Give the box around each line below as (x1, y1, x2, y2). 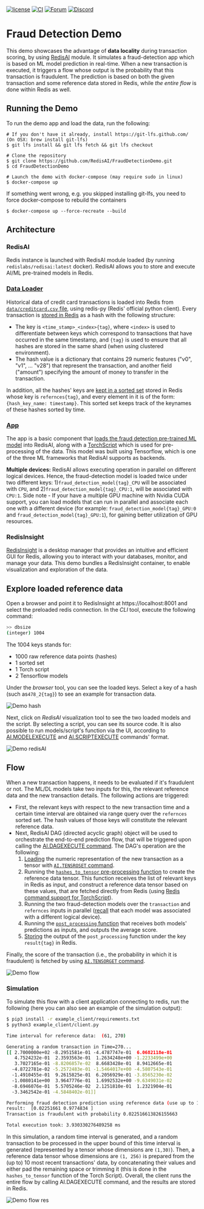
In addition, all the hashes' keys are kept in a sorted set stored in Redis (6, 386, 183, 394)
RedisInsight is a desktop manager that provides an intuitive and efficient (6, 547, 188, 554)
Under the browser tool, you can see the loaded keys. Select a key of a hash (6, 683, 197, 691)
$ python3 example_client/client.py (6, 1021, 99, 1028)
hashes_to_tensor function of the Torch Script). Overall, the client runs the (6, 1172, 191, 1179)
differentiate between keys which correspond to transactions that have (15, 329, 192, 337)
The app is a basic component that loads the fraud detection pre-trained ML (6, 435, 197, 442)
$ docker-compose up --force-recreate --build (6, 208, 126, 214)
